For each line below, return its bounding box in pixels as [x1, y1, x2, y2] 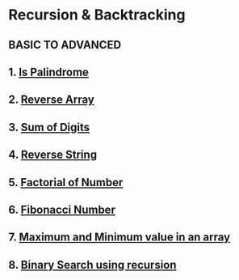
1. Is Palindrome [8, 65, 89, 78]
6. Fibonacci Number [8, 202, 115, 216]
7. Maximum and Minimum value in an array [8, 231, 231, 244]
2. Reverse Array [8, 93, 94, 107]
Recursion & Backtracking [8, 6, 186, 24]
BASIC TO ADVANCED [8, 38, 122, 52]
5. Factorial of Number [8, 176, 124, 189]
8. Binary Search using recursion [8, 257, 177, 272]
